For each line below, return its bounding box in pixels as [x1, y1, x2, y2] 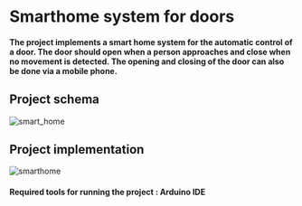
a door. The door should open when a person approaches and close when [9, 46, 291, 57]
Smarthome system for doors [9, 6, 235, 27]
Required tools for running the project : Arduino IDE [9, 187, 206, 197]
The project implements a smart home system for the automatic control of [9, 36, 293, 47]
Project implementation [9, 142, 145, 157]
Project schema [9, 92, 99, 108]
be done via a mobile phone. [9, 65, 118, 76]
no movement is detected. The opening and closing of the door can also [9, 56, 285, 67]
